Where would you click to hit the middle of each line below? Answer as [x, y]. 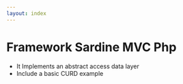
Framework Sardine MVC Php [91, 47]
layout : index [27, 13]
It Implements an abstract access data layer [78, 66]
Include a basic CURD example [60, 73]
